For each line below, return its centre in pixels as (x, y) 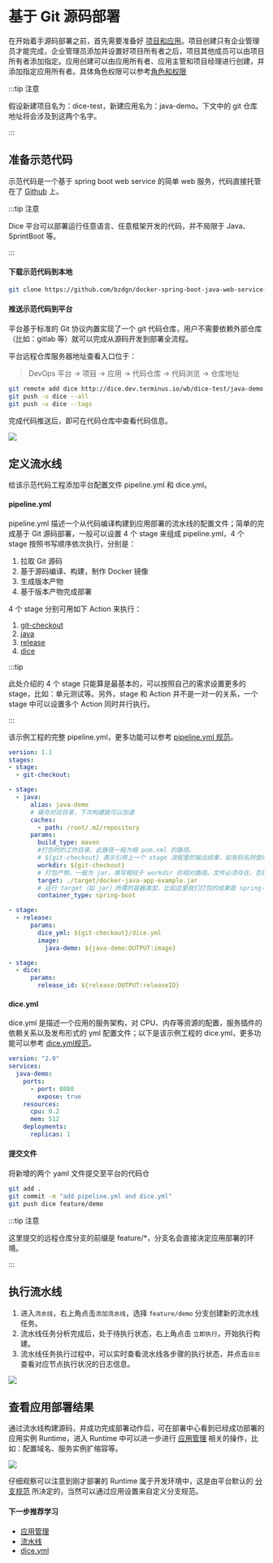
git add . (25, 1189)
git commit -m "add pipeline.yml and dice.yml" (91, 1196)
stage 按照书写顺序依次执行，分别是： (72, 544)
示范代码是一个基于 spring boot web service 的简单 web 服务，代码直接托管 (135, 181)
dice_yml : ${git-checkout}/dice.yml (100, 932)
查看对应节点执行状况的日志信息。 (77, 1364)
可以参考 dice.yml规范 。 (55, 1043)
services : (25, 1067)
